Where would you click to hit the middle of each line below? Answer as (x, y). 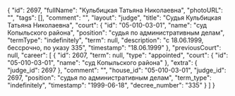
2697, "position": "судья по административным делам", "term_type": (109, 78)
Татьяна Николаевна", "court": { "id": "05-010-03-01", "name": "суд (107, 25)
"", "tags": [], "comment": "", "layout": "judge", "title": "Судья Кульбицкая (114, 18)
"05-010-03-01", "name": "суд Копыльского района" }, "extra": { (102, 62)
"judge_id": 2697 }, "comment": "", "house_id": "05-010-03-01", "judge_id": (117, 70)
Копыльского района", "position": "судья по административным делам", (116, 32)
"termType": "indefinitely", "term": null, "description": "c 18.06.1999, (106, 40)
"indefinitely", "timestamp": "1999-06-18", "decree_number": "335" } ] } (111, 85)
